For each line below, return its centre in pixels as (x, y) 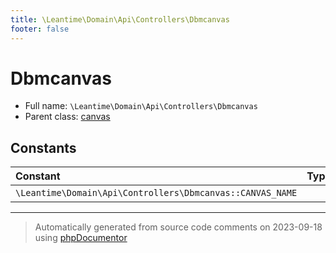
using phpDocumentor (81, 238)
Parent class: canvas (67, 117)
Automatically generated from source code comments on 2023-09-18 (178, 227)
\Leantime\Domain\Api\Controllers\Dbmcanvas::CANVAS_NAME (156, 193)
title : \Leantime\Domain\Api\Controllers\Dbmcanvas (120, 19)
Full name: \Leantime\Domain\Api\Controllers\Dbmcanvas (141, 106)
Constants (43, 147)
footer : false (40, 29)
